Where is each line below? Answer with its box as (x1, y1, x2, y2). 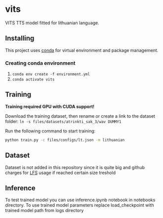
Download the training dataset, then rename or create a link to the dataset (5, 113, 156, 119)
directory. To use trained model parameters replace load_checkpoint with (5, 202, 154, 208)
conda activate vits (12, 77, 55, 82)
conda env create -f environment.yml (12, 72, 90, 77)
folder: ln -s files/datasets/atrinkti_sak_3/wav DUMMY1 (5, 118, 122, 124)
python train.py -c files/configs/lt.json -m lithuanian (5, 137, 125, 142)
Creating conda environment (5, 59, 76, 66)
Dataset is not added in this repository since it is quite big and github (5, 164, 145, 170)
